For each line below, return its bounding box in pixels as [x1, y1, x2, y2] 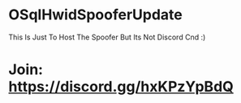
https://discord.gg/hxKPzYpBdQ [8, 78, 234, 96]
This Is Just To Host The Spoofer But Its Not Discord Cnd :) [8, 32, 206, 42]
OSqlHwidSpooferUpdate [8, 6, 183, 24]
